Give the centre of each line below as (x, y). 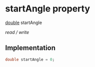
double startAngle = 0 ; (30, 59)
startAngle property (48, 9)
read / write (17, 32)
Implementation (30, 48)
